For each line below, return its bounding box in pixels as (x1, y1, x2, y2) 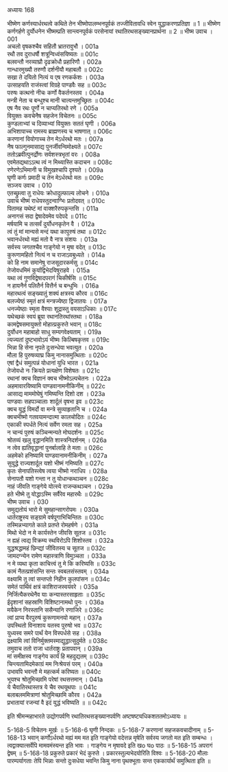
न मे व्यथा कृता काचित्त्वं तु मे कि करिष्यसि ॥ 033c (7, 559, 116, 568)
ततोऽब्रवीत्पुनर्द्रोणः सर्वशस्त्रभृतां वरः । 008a (7, 150, 101, 159)
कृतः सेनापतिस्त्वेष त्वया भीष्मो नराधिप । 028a (7, 467, 107, 475)
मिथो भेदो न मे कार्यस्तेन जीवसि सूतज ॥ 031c (7, 528, 107, 537)
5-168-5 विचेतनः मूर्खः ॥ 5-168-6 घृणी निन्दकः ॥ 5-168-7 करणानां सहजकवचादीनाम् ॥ (7, 726, 207, 734)
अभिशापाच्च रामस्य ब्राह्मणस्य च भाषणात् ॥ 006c (7, 127, 113, 135)
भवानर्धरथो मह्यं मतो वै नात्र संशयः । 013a (7, 235, 98, 243)
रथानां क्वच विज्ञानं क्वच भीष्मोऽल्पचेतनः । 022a (7, 374, 111, 382)
